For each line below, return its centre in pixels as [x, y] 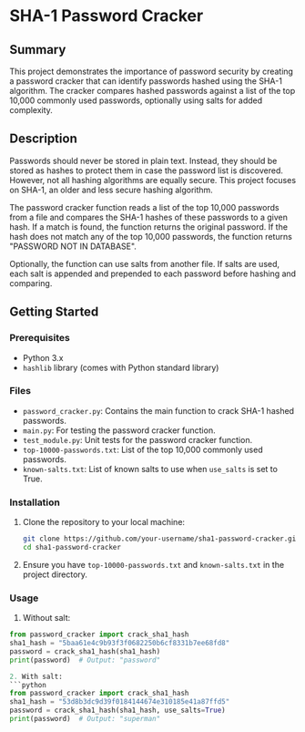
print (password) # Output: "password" [85, 660]
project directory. [55, 574]
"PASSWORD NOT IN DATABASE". [73, 246]
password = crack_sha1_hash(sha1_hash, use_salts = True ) [117, 711]
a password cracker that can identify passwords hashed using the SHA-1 [146, 81]
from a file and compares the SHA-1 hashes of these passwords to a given [149, 217]
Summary [38, 50]
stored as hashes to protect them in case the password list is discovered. [147, 170]
